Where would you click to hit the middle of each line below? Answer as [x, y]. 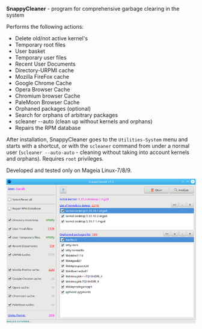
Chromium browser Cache [47, 96]
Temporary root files [40, 45]
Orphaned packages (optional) [53, 109]
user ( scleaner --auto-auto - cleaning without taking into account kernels [98, 152]
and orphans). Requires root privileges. [55, 158]
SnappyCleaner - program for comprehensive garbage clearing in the [93, 9]
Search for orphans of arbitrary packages [66, 115]
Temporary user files [41, 57]
